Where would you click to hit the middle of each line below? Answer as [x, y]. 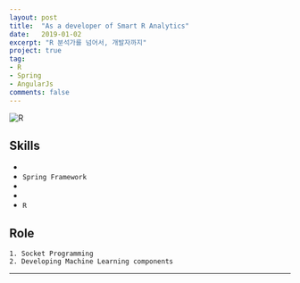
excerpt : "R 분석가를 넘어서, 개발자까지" [78, 42]
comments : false [39, 92]
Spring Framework [54, 178]
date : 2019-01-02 [46, 34]
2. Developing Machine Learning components [92, 262]
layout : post [33, 17]
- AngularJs [31, 84]
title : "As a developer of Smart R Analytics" [100, 26]
